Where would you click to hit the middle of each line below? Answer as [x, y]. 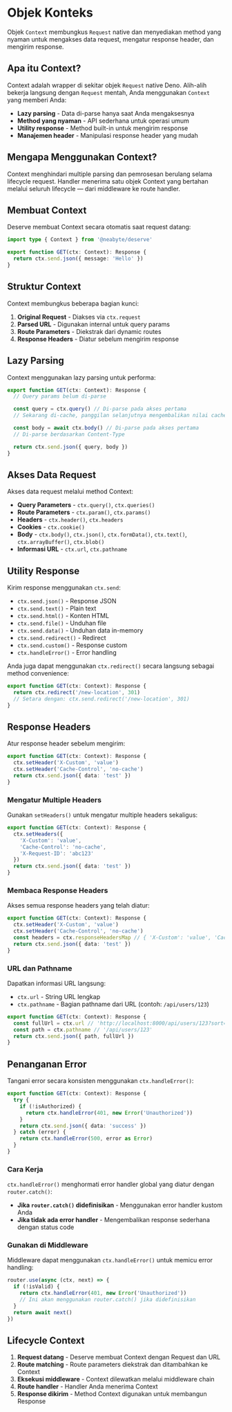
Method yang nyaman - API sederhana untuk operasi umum [103, 121]
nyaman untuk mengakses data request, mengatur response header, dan [110, 39]
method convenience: [38, 673]
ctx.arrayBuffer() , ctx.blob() [61, 542]
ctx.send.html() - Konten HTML [63, 616]
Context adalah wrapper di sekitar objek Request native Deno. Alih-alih [107, 85]
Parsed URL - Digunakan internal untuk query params [94, 324]
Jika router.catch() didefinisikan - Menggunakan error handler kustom [120, 1205]
